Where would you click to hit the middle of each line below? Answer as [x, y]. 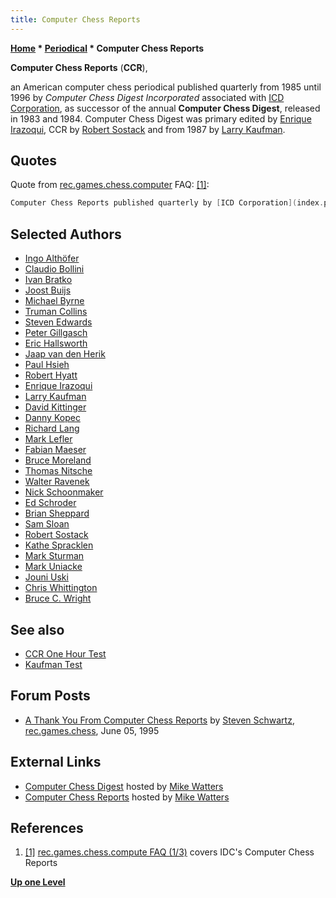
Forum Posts [50, 696]
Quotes [34, 161]
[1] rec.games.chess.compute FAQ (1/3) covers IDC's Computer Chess [169, 852]
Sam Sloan [47, 524]
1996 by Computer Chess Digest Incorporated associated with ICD [147, 97]
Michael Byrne [54, 301]
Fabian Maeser [55, 450]
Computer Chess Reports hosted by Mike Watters [127, 797]
